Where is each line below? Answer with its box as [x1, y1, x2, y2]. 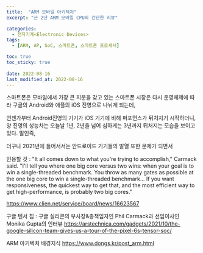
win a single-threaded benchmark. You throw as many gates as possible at [6, 169, 194, 176]
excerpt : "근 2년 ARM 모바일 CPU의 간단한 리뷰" [6, 15, 118, 21]
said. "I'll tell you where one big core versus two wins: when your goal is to [6, 162, 194, 169]
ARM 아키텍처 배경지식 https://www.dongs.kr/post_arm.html [6, 240, 154, 247]
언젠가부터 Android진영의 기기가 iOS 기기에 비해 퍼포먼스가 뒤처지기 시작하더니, [6, 114, 196, 122]
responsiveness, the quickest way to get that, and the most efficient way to [6, 182, 195, 189]
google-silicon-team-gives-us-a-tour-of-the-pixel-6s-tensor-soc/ [6, 227, 172, 235]
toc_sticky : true [6, 59, 51, 65]
